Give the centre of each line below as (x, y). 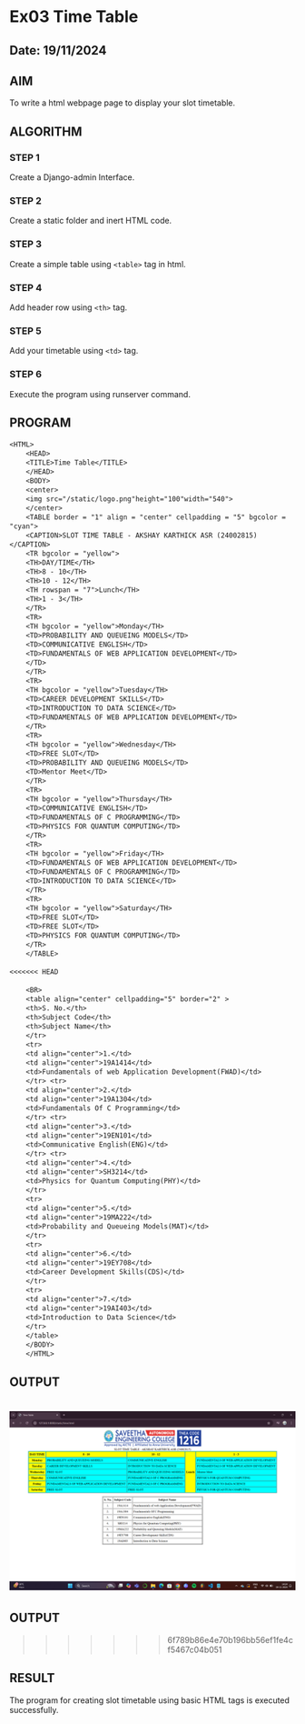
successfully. (34, 1709)
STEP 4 (26, 287)
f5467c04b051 (195, 1649)
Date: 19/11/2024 (58, 50)
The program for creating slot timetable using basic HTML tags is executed (150, 1700)
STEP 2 (26, 200)
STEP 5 (26, 331)
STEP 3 (26, 245)
